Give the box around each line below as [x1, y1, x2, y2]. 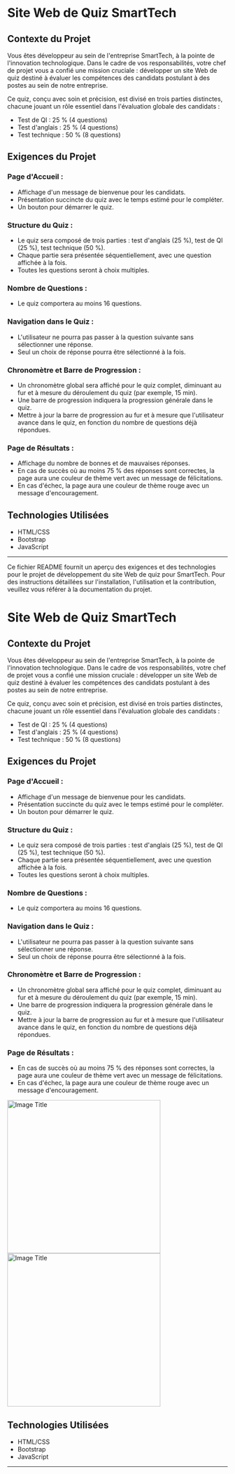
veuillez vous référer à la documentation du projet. [7, 585, 152, 593]
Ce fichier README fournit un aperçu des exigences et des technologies [7, 563, 216, 571]
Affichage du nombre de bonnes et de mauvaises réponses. [17, 459, 190, 467]
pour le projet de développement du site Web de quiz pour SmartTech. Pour [7, 570, 225, 579]
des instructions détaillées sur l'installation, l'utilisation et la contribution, [7, 577, 217, 586]
